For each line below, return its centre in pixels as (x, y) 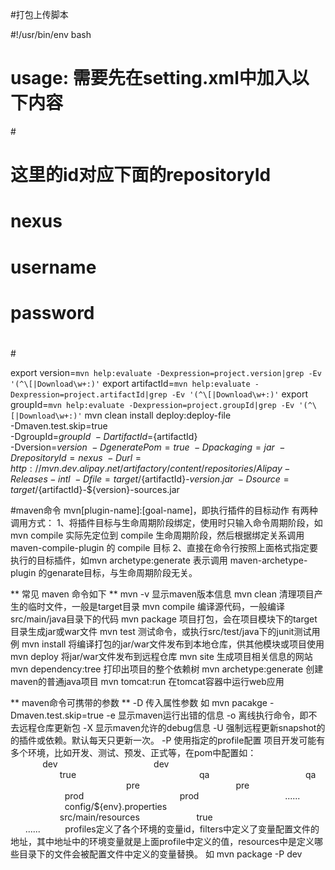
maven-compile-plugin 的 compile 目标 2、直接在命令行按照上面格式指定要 (164, 547)
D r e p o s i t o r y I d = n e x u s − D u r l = (76, 457)
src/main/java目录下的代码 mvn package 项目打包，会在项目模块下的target (164, 619)
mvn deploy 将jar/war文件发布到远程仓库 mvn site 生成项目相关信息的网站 (161, 656)
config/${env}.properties (116, 806)
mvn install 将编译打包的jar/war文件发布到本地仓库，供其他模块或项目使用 (173, 644)
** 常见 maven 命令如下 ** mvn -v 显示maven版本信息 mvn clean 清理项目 (162, 594)
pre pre (188, 785)
